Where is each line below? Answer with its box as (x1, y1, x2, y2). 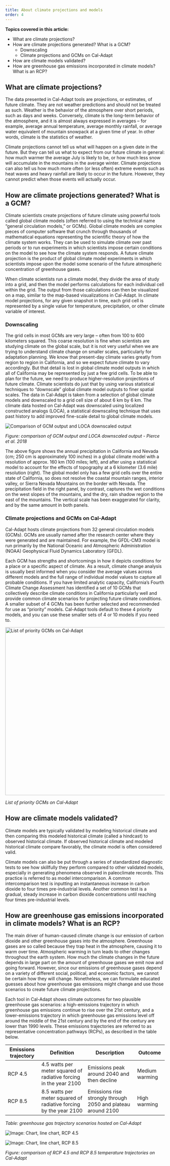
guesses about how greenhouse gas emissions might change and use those (5, 981, 164, 987)
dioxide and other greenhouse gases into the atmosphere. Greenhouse (5, 938, 153, 944)
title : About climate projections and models (5, 7, 103, 13)
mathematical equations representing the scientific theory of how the (5, 234, 149, 240)
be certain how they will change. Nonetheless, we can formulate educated (5, 976, 160, 982)
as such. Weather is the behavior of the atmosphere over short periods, (5, 107, 154, 113)
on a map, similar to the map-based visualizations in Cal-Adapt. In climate (5, 292, 159, 298)
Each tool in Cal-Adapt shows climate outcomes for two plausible (5, 996, 141, 1002)
